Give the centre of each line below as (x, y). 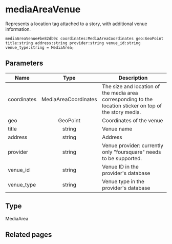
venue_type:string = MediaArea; (40, 47)
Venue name (117, 128)
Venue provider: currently (133, 145)
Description (133, 78)
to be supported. (122, 158)
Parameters (24, 63)
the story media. (122, 112)
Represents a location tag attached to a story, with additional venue (76, 24)
